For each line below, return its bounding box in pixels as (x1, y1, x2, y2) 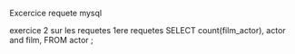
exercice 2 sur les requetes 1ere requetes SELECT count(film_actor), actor (9, 25, 286, 35)
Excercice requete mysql (9, 8, 103, 18)
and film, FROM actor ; (9, 35, 93, 45)
